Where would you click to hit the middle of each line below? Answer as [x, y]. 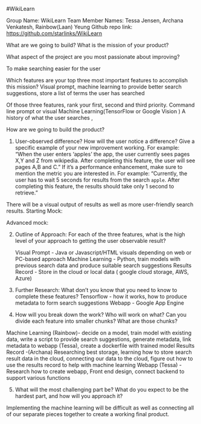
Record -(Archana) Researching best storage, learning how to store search [99, 352]
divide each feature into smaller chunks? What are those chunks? [96, 321]
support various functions [38, 378]
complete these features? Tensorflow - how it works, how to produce [101, 296]
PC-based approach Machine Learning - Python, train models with [98, 259]
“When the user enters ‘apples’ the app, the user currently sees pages [102, 154]
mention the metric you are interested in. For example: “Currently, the [101, 173]
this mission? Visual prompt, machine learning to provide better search [94, 87]
